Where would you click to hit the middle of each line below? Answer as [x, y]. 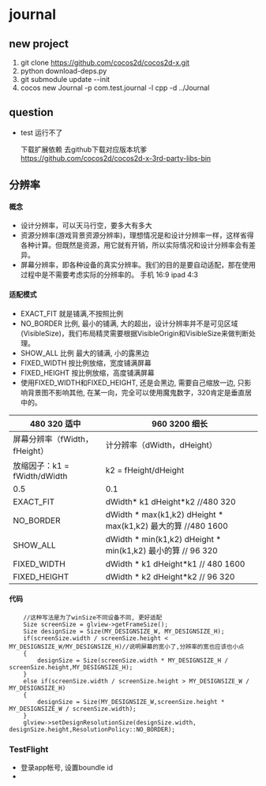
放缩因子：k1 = [41, 466]
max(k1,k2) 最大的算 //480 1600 [167, 526]
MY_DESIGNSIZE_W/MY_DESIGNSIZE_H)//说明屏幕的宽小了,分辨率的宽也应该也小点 [127, 646]
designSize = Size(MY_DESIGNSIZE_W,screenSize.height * [131, 702]
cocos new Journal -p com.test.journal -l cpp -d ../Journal [115, 88]
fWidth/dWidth [40, 476]
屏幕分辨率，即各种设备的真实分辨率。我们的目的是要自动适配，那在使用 [138, 265]
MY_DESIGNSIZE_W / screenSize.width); [73, 709]
